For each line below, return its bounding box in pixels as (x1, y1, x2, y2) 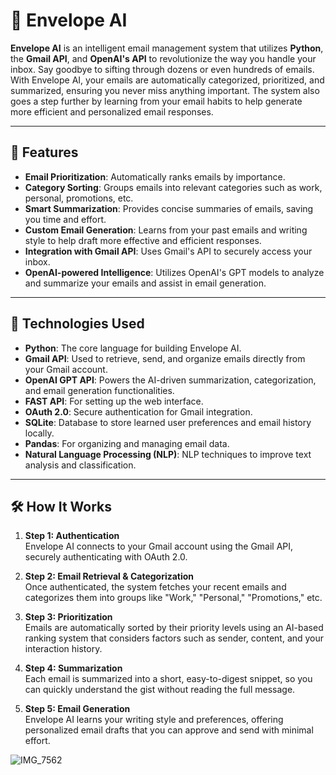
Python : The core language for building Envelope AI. (24, 342, 242, 354)
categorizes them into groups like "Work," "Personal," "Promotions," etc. (24, 592, 323, 604)
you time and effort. (24, 213, 107, 225)
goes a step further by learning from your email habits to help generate (10, 95, 303, 107)
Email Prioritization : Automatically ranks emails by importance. (24, 170, 286, 183)
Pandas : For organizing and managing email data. (24, 437, 230, 449)
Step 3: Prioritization (24, 611, 113, 623)
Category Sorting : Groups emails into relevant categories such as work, (24, 181, 323, 193)
